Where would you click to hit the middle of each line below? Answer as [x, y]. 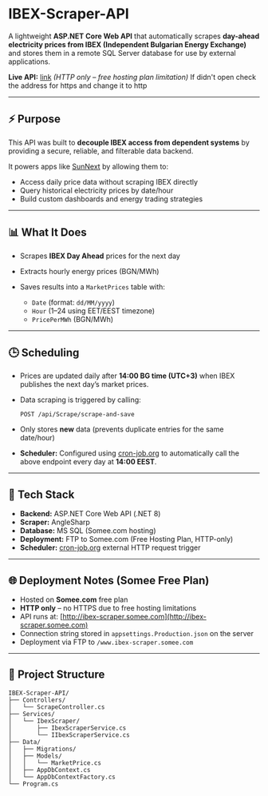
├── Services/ [32, 714]
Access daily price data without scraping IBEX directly [108, 181]
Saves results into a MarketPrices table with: [93, 287]
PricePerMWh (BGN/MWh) [73, 319]
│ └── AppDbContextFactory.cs [62, 777]
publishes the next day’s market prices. [84, 384]
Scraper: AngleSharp [55, 522]
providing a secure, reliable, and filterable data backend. [101, 151]
